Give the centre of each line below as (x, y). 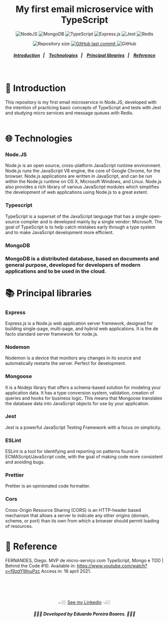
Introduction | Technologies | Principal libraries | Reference (85, 55)
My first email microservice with (85, 9)
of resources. (19, 526)
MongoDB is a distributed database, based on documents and (82, 259)
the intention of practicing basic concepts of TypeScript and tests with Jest (83, 107)
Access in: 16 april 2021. (66, 571)
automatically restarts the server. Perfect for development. (66, 363)
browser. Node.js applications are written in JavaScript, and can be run (79, 176)
